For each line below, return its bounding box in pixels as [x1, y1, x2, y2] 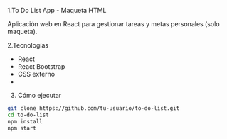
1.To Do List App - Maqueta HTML [7, 6, 107, 14]
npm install [7, 118, 43, 125]
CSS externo [17, 70, 56, 78]
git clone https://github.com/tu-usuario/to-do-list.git [7, 105, 180, 112]
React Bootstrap [17, 62, 65, 70]
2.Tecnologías [7, 41, 48, 49]
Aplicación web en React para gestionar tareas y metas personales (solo [7, 20, 220, 28]
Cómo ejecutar [17, 91, 62, 99]
